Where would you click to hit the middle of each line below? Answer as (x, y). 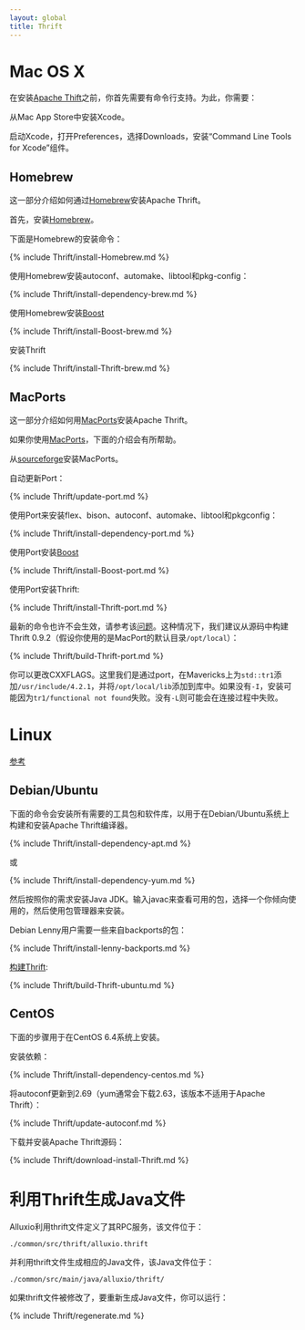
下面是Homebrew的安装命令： (66, 239)
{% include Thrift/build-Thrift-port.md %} (86, 656)
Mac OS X (47, 72)
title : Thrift (36, 26)
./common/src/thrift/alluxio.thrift (79, 1244)
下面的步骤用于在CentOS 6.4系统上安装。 (87, 1036)
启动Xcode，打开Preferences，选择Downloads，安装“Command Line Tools (151, 137)
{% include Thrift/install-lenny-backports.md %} (100, 948)
